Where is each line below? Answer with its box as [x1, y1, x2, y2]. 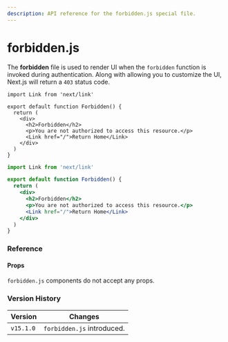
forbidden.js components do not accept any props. [7, 276, 155, 285]
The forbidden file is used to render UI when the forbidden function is [7, 63, 207, 71]
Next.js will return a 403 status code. [7, 78, 111, 86]
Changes [68, 312, 100, 321]
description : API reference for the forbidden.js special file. [7, 10, 196, 17]
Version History [7, 294, 61, 303]
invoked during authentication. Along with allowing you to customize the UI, [7, 70, 222, 78]
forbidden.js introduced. [44, 323, 126, 333]
